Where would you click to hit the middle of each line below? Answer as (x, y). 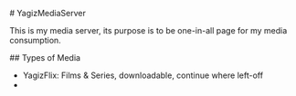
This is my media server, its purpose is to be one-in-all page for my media (148, 30)
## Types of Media (45, 58)
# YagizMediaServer (48, 13)
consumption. (35, 40)
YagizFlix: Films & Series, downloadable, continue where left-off (143, 75)
